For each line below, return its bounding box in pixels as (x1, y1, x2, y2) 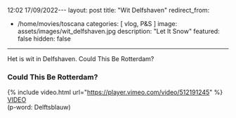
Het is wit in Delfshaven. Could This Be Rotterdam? (7, 55, 155, 63)
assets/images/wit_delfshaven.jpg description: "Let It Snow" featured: (17, 27, 220, 35)
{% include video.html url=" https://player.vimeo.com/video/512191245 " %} (7, 88, 223, 97)
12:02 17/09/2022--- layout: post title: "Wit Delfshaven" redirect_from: (7, 6, 210, 14)
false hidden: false (17, 34, 72, 43)
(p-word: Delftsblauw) (7, 103, 72, 112)
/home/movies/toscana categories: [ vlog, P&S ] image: (17, 20, 178, 27)
